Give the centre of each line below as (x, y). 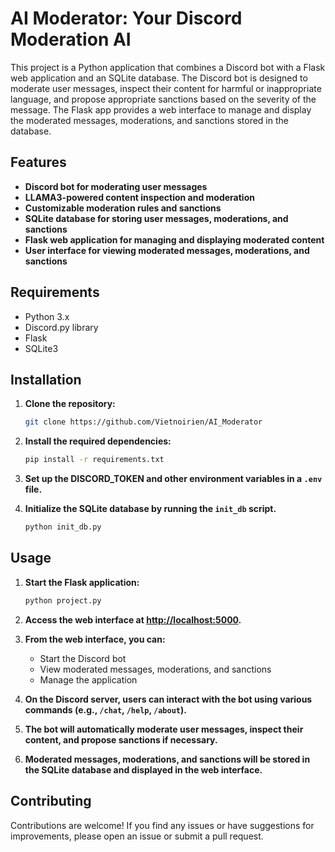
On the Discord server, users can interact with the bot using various (168, 699)
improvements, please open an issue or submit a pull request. (137, 836)
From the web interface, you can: (95, 639)
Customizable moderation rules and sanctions (123, 208)
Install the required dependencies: (98, 441)
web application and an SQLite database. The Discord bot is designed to (159, 78)
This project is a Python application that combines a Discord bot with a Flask (168, 67)
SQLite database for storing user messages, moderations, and (156, 218)
